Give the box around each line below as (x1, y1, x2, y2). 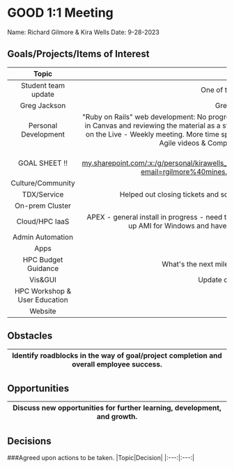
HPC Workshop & (14, 286, 72, 295)
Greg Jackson (19, 100, 66, 110)
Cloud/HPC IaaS (16, 216, 70, 226)
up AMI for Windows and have (127, 221, 227, 231)
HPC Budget (22, 254, 63, 264)
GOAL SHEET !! (18, 158, 68, 168)
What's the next (161, 259, 214, 269)
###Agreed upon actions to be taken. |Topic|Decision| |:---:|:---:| (7, 454, 195, 462)
